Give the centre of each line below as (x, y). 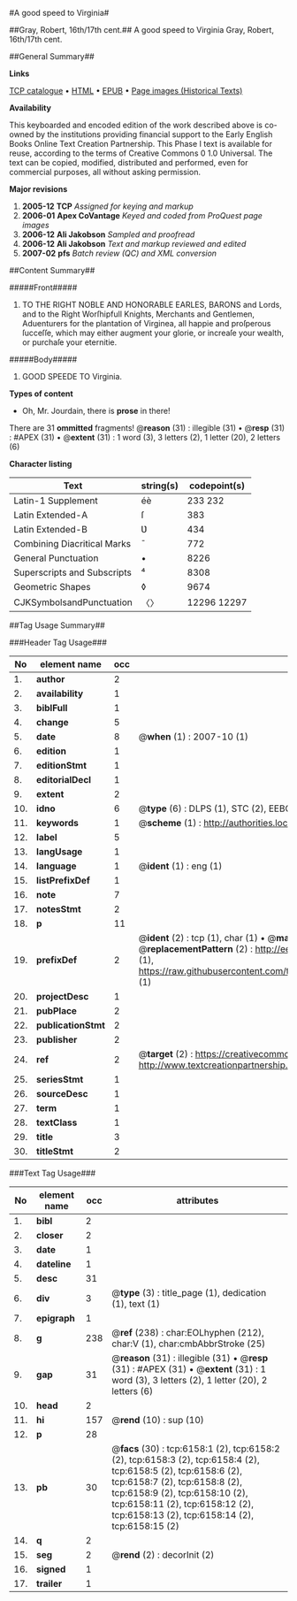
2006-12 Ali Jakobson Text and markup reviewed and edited (134, 244)
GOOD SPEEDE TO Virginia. (72, 376)
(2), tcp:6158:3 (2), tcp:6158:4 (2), (186, 1460)
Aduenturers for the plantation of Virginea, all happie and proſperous (146, 323)
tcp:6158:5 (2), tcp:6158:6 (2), (177, 1471)
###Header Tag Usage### (58, 642)
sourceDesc (62, 1094)
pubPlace (57, 1011)
